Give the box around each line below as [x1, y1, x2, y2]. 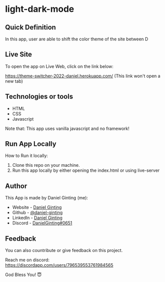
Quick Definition [5, 23, 56, 31]
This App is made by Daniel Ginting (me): [5, 195, 88, 201]
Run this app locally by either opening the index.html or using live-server [12, 167, 160, 173]
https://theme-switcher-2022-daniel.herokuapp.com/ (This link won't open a [5, 73, 161, 79]
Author [5, 182, 27, 190]
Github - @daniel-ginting [12, 210, 63, 216]
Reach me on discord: [5, 257, 50, 263]
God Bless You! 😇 [5, 272, 42, 278]
